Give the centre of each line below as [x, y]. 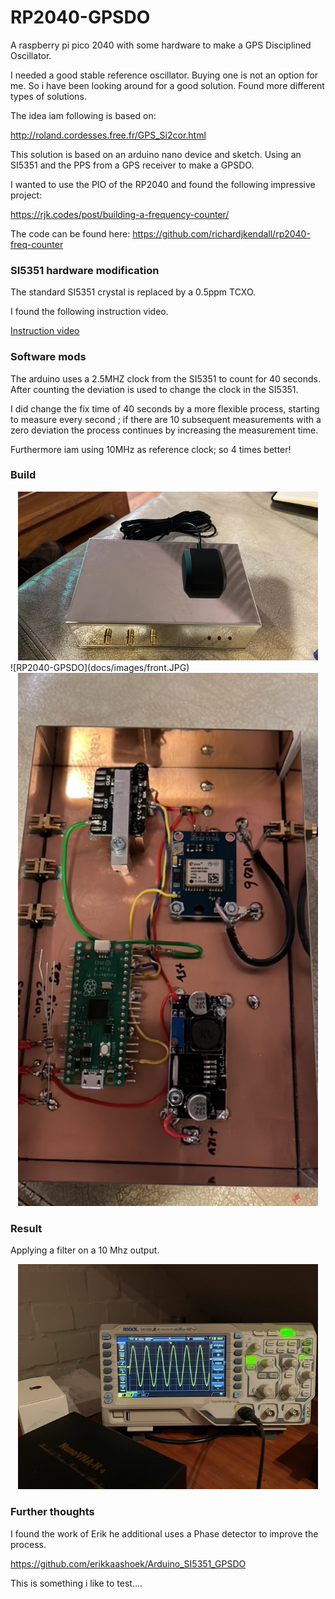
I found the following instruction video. [89, 312]
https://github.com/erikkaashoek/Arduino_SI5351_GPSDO [128, 1563]
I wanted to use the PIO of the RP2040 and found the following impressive [163, 184]
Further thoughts [52, 1512]
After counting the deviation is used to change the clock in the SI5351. [154, 389]
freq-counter [37, 244]
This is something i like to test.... [76, 1583]
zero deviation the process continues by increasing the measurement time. [164, 430]
